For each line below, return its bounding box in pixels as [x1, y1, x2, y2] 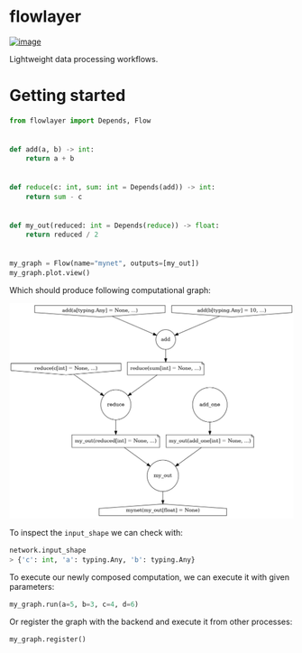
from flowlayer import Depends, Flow [9, 115, 151, 125]
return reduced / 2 [25, 230, 99, 240]
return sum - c [25, 192, 83, 201]
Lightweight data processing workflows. [9, 53, 159, 64]
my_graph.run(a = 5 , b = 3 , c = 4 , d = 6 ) [9, 600, 140, 609]
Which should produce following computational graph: [9, 284, 212, 295]
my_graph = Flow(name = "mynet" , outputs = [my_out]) [9, 259, 200, 268]
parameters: [9, 581, 55, 592]
